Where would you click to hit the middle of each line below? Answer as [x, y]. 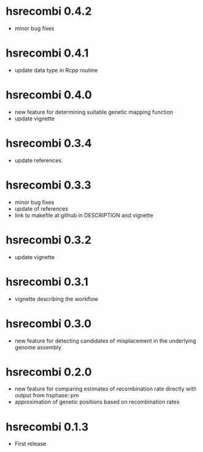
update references [38, 160]
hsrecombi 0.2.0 [49, 372]
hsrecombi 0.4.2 [49, 11]
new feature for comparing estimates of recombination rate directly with [105, 389]
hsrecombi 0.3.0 [49, 323]
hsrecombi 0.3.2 [48, 240]
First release [30, 444]
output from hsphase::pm [47, 395]
